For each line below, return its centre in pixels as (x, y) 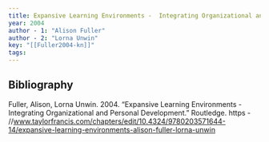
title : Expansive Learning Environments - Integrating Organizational (130, 16)
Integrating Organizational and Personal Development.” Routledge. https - (129, 112)
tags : (17, 53)
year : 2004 (26, 23)
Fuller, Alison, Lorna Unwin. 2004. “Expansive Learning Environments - (125, 104)
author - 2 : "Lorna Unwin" (53, 38)
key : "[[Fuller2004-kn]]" (51, 45)
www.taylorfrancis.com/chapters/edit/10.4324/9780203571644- (119, 121)
